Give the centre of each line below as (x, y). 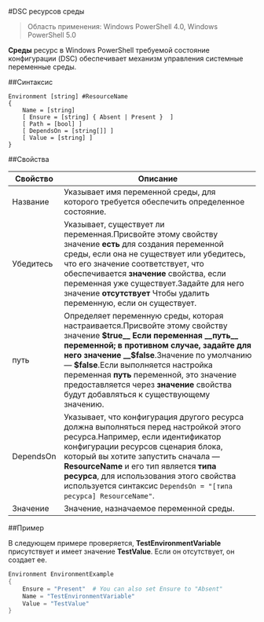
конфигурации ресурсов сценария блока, (143, 446)
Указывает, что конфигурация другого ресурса (154, 417)
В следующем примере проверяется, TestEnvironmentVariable (115, 543)
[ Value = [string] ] (57, 138)
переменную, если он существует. (130, 303)
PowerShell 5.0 (52, 35)
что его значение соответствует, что (134, 264)
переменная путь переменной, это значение (150, 375)
